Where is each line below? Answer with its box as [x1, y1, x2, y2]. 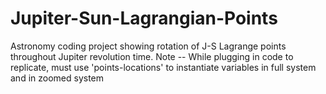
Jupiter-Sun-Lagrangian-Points [10, 7, 278, 30]
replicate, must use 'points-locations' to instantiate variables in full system [10, 61, 317, 73]
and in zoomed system [10, 72, 105, 84]
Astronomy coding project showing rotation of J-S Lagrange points [10, 40, 287, 52]
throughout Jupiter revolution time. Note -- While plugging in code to [10, 50, 294, 62]
